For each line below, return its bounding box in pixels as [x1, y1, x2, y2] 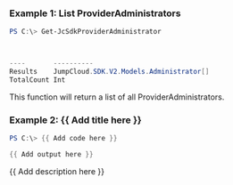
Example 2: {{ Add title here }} [9, 114, 143, 126]
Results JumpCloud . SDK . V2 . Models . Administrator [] [9, 68, 210, 76]
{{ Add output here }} [9, 149, 94, 158]
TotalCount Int [9, 75, 66, 84]
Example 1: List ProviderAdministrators [9, 7, 181, 20]
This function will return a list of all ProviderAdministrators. [9, 92, 225, 102]
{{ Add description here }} [9, 165, 105, 176]
